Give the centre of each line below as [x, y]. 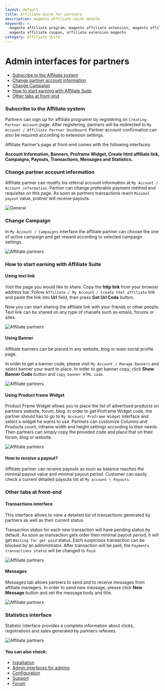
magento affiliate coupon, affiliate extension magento [68, 32]
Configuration [26, 673]
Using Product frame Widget [35, 395]
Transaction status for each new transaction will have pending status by [78, 530]
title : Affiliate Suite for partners [44, 14]
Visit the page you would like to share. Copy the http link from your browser [82, 287]
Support [20, 678]
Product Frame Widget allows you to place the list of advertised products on [82, 406]
